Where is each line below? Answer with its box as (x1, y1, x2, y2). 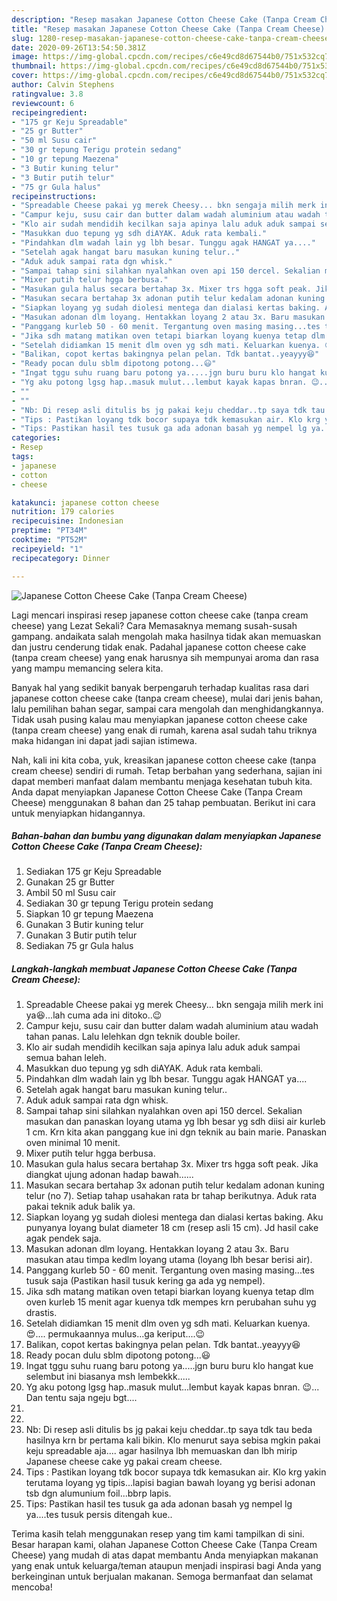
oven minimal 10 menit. (25, 1137, 121, 1149)
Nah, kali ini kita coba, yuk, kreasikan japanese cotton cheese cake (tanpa (11, 754, 317, 766)
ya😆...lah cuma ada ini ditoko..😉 (25, 1009, 163, 1021)
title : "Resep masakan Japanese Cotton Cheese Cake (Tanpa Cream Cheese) (11, 24, 326, 34)
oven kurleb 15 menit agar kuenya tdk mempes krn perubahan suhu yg (25, 1296, 317, 1308)
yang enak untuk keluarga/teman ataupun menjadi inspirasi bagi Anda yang (11, 1560, 322, 1572)
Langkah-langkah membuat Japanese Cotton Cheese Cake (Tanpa (11, 963, 298, 975)
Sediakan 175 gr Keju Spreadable (25, 866, 162, 878)
